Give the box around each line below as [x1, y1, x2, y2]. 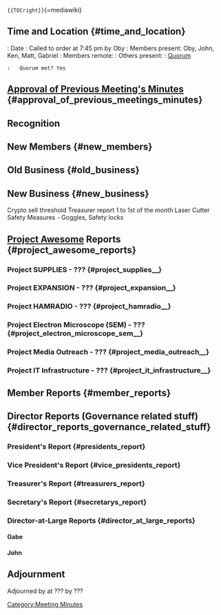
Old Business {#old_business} [7, 165, 140, 176]
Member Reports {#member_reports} [7, 387, 171, 399]
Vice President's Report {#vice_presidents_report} [7, 460, 181, 470]
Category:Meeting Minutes [7, 600, 83, 608]
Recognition [7, 117, 61, 129]
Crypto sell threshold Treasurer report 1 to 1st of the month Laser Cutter [7, 206, 210, 214]
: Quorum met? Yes [7, 65, 67, 72]
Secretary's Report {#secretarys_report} [7, 497, 147, 507]
